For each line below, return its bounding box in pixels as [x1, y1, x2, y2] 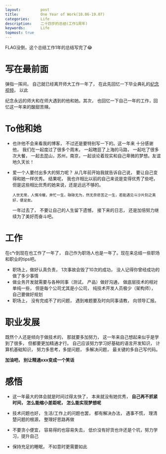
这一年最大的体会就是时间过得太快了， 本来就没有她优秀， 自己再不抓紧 [12, 393, 158, 399]
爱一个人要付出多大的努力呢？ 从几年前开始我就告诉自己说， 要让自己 [12, 169, 154, 175]
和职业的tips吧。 [5, 256, 39, 262]
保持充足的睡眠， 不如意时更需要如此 [12, 444, 87, 450]
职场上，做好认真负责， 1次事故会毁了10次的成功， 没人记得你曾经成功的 [12, 266, 160, 272]
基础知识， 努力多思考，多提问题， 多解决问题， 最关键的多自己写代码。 [13, 346, 161, 352]
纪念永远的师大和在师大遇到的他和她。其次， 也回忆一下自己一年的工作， [5, 98, 154, 103]
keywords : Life [5, 26, 50, 31]
